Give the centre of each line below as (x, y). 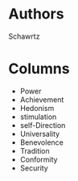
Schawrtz (24, 36)
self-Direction (43, 125)
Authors (36, 14)
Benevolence (42, 142)
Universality (40, 134)
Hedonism (37, 108)
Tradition (35, 150)
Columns (39, 69)
